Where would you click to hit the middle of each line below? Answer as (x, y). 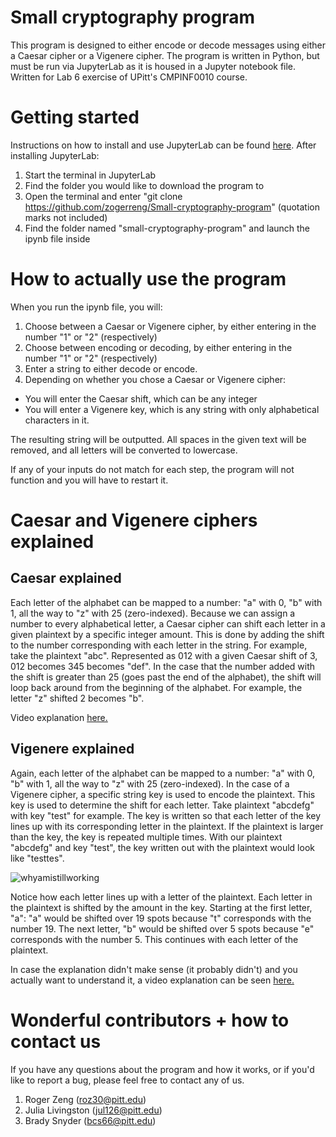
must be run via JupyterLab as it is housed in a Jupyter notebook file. (153, 66)
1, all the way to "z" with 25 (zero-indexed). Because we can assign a (153, 613)
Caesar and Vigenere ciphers (134, 520)
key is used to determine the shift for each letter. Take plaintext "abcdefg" (162, 805)
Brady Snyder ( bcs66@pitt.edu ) (90, 1120)
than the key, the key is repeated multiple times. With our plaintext (146, 837)
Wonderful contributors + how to (150, 1020)
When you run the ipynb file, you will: (86, 307)
